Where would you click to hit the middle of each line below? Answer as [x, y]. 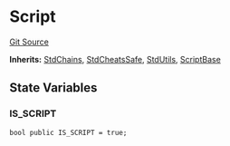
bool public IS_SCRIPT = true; [68, 132]
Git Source [29, 42]
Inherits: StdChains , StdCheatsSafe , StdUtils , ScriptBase [115, 59]
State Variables [53, 88]
